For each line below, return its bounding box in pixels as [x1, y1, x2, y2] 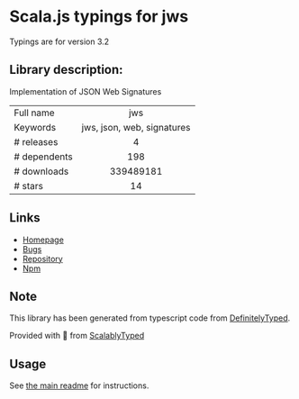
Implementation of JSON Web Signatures [9, 86, 162, 96]
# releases [14, 135, 59, 148]
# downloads [14, 165, 69, 177]
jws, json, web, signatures [81, 121, 191, 133]
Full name [14, 106, 56, 119]
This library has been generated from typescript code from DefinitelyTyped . [9, 313, 291, 323]
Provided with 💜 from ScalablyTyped [9, 331, 145, 341]
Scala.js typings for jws [9, 6, 189, 27]
